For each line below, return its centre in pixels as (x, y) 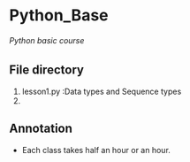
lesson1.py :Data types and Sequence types (102, 91)
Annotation (41, 129)
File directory (46, 70)
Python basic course (47, 40)
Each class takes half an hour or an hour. (96, 150)
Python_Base (59, 15)
